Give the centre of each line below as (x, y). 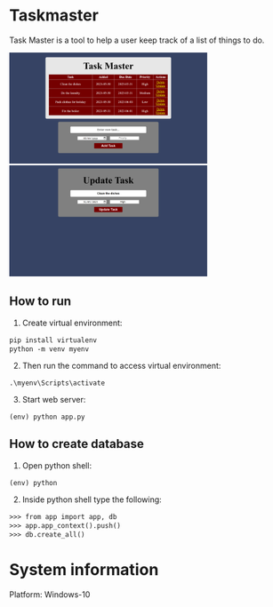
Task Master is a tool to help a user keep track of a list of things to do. (137, 40)
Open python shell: (56, 465)
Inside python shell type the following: (92, 499)
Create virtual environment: (72, 323)
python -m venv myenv (49, 349)
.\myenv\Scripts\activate (57, 383)
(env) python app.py (48, 417)
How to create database (77, 444)
